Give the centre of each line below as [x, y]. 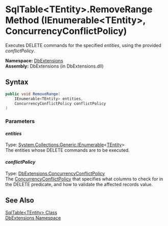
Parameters [20, 121]
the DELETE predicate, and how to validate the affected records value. [79, 184]
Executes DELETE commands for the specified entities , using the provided [83, 45]
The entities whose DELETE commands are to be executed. [68, 150]
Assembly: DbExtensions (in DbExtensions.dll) [54, 66]
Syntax [17, 82]
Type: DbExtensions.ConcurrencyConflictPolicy [55, 173]
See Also [20, 200]
